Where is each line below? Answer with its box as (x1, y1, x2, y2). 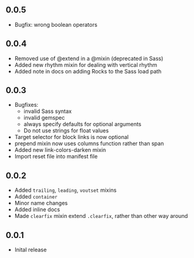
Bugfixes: (14, 101, 39, 109)
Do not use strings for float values (23, 127, 109, 134)
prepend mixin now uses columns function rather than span (14, 140, 164, 148)
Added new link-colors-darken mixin (14, 146, 106, 154)
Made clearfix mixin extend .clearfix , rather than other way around (14, 212, 188, 220)
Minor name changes (14, 200, 68, 207)
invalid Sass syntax (23, 107, 72, 115)
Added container (14, 193, 58, 200)
